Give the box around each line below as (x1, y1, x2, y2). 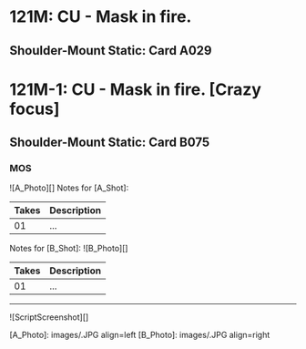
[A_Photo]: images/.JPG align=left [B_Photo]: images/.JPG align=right (9, 330, 270, 341)
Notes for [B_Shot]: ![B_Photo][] (9, 243, 128, 254)
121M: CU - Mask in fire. (9, 6, 192, 27)
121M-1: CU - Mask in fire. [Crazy (9, 79, 262, 99)
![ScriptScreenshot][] (9, 312, 89, 323)
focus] (9, 98, 60, 119)
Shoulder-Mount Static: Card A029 (9, 43, 212, 58)
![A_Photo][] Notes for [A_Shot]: (9, 182, 129, 193)
